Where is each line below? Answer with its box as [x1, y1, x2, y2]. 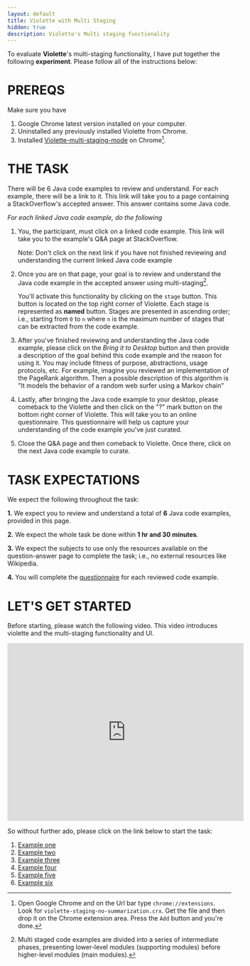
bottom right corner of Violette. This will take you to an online [17, 410, 197, 419]
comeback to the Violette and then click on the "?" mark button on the [17, 403, 222, 411]
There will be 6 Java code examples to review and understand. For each [7, 184, 219, 193]
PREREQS [7, 83, 65, 98]
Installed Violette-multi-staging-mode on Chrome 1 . [17, 134, 166, 144]
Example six [17, 879, 53, 887]
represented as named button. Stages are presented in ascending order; [17, 307, 231, 316]
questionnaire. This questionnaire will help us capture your [17, 418, 190, 427]
